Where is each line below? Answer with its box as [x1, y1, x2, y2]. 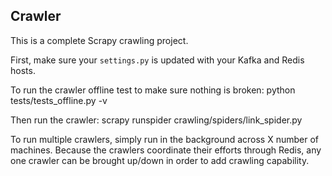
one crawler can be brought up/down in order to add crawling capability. [10, 154, 310, 166]
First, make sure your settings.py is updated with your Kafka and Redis [10, 54, 305, 66]
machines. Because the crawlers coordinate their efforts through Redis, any [10, 144, 322, 156]
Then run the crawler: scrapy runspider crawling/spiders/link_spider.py [10, 114, 303, 126]
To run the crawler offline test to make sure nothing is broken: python [10, 84, 296, 96]
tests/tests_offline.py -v [10, 94, 108, 106]
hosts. [10, 64, 36, 76]
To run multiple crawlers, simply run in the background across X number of [10, 133, 320, 145]
